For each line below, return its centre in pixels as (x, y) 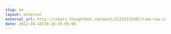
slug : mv (15, 10)
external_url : (20, 19)
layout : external (24, 14)
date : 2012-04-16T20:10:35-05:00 (41, 24)
